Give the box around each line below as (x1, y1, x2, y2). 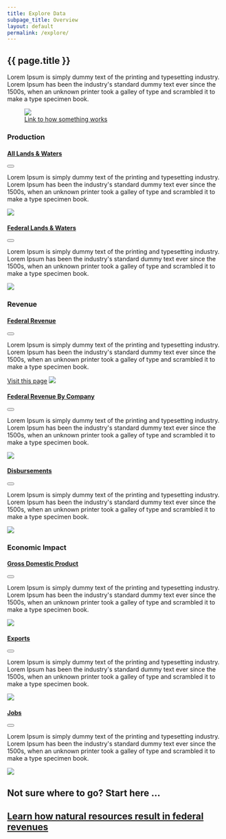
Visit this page (7, 376, 48, 385)
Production (7, 132, 45, 142)
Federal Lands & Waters (7, 224, 77, 232)
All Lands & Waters (7, 149, 63, 157)
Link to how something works (24, 115, 108, 124)
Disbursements (7, 467, 52, 475)
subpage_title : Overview (7, 17, 78, 23)
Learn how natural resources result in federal (7, 811, 204, 822)
